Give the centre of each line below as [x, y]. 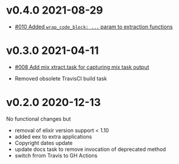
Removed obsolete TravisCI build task [61, 78]
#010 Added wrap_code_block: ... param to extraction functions [94, 27]
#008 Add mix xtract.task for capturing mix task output [82, 67]
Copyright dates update [44, 143]
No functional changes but [39, 118]
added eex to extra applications [53, 136]
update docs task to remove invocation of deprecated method [90, 149]
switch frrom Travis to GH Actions [56, 155]
